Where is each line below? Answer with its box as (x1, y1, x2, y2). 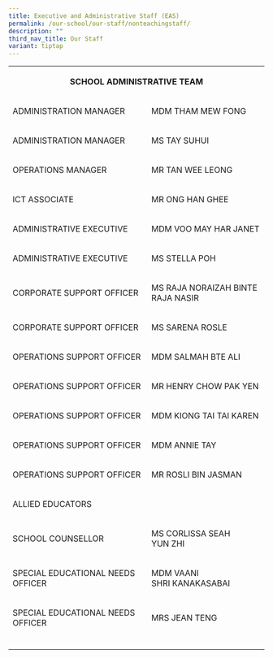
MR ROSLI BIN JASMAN (151, 469, 242, 480)
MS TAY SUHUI (151, 135, 210, 146)
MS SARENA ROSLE (151, 322, 227, 333)
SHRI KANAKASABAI (151, 578, 231, 589)
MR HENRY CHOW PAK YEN (151, 381, 259, 392)
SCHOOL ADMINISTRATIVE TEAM (69, 76, 204, 88)
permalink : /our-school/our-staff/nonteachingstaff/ (8, 19, 191, 28)
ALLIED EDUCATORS (12, 499, 92, 510)
